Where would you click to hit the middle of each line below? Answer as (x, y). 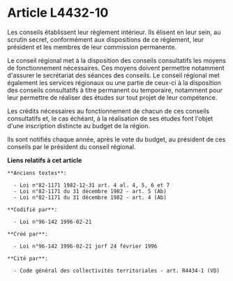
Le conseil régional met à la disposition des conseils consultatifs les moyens (117, 60)
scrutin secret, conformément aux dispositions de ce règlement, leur (106, 39)
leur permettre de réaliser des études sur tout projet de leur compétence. (112, 97)
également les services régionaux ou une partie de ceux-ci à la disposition (114, 82)
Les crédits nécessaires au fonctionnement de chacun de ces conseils (108, 111)
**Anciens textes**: (37, 173)
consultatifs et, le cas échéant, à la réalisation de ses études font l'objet (110, 118)
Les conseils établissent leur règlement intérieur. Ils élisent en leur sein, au (114, 32)
